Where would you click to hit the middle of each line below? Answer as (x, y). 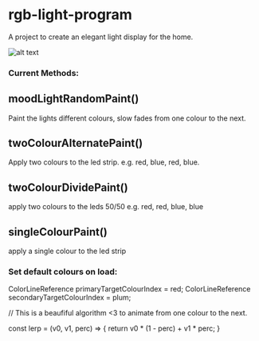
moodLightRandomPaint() (74, 99)
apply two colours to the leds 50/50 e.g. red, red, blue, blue (106, 207)
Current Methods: (44, 73)
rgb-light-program (71, 15)
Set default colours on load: (63, 272)
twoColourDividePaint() (69, 187)
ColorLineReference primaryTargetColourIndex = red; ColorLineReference (129, 289)
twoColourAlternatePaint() (76, 143)
